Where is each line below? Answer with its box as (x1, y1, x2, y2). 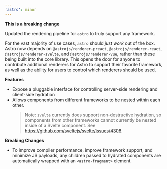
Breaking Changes (5, 137, 44, 143)
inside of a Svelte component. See (24, 122, 96, 128)
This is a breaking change (5, 21, 60, 27)
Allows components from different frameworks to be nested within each (12, 97, 161, 103)
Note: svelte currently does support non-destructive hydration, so (24, 112, 161, 118)
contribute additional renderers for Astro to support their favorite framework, (5, 61, 163, 67)
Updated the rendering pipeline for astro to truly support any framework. (5, 30, 155, 36)
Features (5, 76, 24, 82)
